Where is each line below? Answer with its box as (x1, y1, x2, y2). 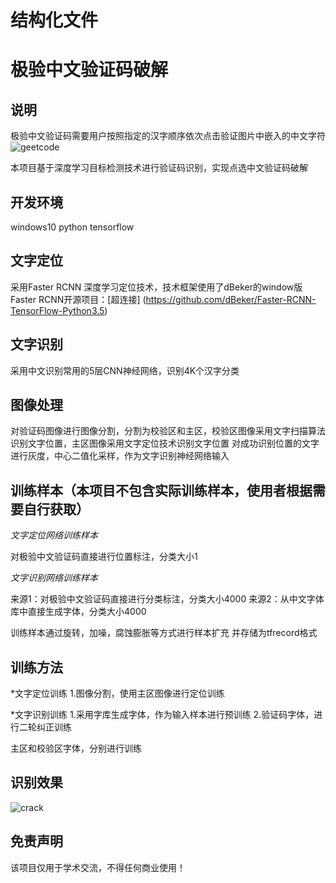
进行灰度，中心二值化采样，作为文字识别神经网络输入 (10, 450, 230, 462)
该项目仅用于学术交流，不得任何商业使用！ (10, 861, 186, 873)
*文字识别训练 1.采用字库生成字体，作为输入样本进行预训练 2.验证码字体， (10, 709, 315, 721)
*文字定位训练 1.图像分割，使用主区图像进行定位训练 (10, 687, 225, 700)
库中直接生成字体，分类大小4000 (10, 606, 147, 618)
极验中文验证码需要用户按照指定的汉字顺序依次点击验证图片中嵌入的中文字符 (10, 130, 326, 142)
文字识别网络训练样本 (10, 572, 98, 584)
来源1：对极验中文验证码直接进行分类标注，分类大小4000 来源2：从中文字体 (10, 593, 325, 605)
